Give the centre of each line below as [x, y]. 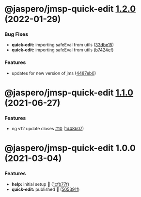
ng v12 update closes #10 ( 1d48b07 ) [48, 129]
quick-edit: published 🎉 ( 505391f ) [46, 189]
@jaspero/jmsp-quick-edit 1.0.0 [70, 148]
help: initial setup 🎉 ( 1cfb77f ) [40, 184]
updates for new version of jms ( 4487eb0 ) [54, 73]
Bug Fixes [16, 34]
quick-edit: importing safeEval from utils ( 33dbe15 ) [63, 45]
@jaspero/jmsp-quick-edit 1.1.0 [69, 92]
